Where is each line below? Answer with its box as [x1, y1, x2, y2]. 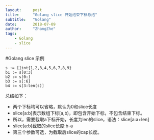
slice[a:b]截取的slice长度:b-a [12, 123, 73, 129]
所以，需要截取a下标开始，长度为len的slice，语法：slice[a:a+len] [12, 116, 149, 122]
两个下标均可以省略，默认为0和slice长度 [12, 103, 97, 109]
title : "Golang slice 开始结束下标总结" [5, 12, 98, 17]
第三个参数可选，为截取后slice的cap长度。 [12, 129, 102, 135]
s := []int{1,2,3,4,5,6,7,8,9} [5, 65, 72, 70]
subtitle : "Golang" [5, 17, 52, 22]
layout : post [5, 7, 42, 13]
